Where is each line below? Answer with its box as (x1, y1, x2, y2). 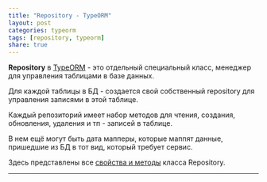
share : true (8, 41, 48, 49)
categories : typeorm (8, 26, 77, 34)
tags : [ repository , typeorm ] (8, 33, 105, 42)
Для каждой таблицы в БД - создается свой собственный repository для (8, 86, 255, 96)
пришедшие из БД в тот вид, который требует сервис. (8, 142, 193, 152)
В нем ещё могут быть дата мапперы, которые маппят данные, (8, 134, 224, 143)
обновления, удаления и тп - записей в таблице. (8, 119, 173, 128)
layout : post (8, 19, 52, 27)
